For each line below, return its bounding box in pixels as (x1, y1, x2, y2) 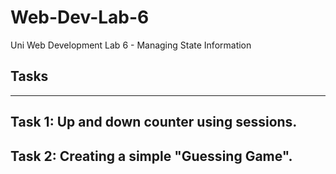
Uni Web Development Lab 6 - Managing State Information (10, 39, 252, 51)
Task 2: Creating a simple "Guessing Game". (10, 147, 293, 165)
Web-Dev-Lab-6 (10, 6, 150, 29)
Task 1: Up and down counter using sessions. (10, 114, 298, 131)
